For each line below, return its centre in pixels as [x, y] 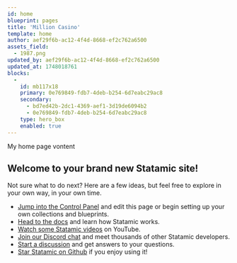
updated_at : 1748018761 [42, 67]
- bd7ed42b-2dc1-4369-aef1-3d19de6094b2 [86, 106]
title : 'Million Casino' [44, 27]
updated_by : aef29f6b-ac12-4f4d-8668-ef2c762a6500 [83, 60]
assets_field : [28, 47]
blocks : [19, 73]
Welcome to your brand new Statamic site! [103, 168]
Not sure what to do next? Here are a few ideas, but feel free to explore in [114, 186]
